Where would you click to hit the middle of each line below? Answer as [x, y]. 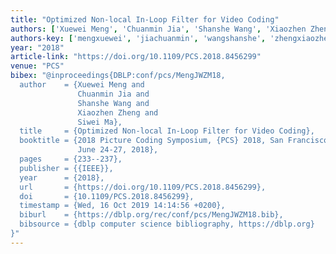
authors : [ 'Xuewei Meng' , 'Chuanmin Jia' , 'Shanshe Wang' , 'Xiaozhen [158, 29]
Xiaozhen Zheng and [118, 112]
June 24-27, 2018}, [118, 150]
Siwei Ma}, [100, 122]
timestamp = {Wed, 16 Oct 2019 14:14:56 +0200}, [122, 206]
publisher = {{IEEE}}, [66, 168]
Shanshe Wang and [113, 103]
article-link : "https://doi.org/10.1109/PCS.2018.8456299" [136, 57]
